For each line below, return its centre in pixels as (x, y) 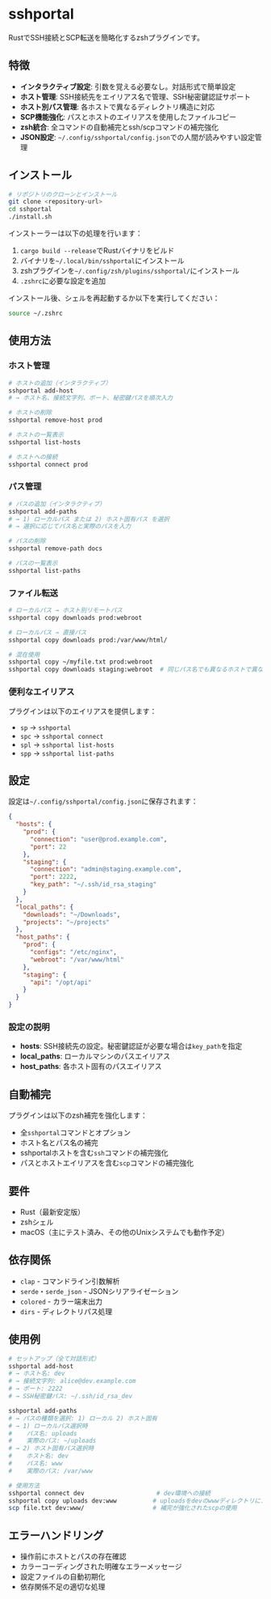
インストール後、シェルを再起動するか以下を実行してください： (114, 298)
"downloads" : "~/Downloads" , (72, 914)
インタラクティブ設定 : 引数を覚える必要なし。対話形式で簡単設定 (128, 87)
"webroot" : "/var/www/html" (77, 960)
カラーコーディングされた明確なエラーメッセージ (101, 1567)
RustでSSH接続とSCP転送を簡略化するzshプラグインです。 (106, 37)
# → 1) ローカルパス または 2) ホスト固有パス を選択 (89, 519)
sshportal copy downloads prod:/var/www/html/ (88, 640)
